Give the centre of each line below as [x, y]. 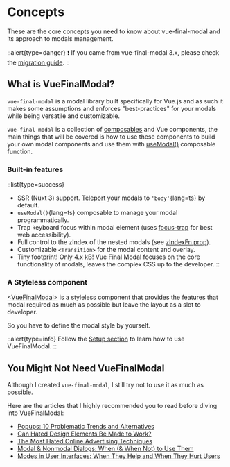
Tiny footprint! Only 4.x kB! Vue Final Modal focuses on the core [109, 257]
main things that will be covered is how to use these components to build [111, 137]
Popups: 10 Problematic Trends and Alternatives [86, 427]
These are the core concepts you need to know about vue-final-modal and [114, 31]
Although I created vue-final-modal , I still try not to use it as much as [106, 385]
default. [28, 205]
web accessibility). [44, 235]
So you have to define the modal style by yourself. [79, 325]
